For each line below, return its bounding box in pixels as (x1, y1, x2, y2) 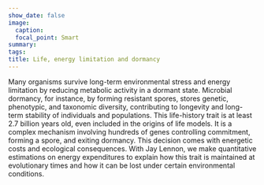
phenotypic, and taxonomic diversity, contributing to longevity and (8, 102, 224, 111)
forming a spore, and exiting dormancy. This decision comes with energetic (8, 135, 254, 145)
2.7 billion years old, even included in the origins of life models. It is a (8, 119, 232, 128)
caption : (15, 26, 44, 34)
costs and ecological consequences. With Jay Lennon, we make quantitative (8, 143, 257, 154)
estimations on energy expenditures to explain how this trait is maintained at (8, 152, 255, 161)
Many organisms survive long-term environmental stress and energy (8, 76, 231, 87)
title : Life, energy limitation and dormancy (8, 56, 160, 64)
